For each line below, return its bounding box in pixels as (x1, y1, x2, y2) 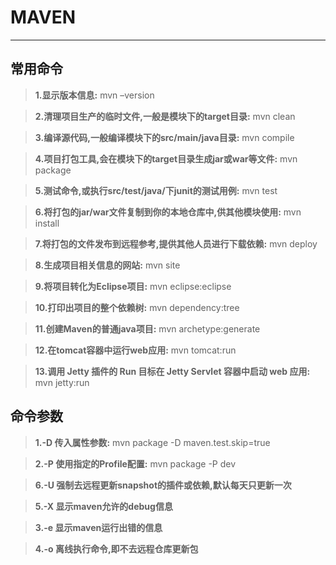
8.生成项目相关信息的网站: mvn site (34, 259, 181, 271)
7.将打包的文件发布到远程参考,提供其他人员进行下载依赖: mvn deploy (34, 237, 318, 250)
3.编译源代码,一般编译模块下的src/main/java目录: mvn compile (34, 131, 295, 143)
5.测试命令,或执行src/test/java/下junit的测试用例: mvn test (34, 184, 278, 196)
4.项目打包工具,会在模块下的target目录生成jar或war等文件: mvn (34, 152, 298, 165)
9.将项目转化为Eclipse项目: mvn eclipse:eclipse (34, 280, 232, 292)
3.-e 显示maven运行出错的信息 (34, 521, 163, 533)
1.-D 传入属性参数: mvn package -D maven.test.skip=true (34, 436, 271, 448)
